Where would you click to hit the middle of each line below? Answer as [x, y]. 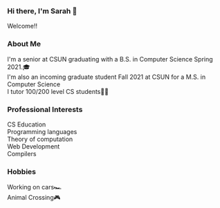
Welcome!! [22, 26]
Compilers [22, 153]
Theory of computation [40, 139]
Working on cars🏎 [35, 187]
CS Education [27, 124]
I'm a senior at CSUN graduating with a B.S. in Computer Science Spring [110, 59]
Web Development [34, 146]
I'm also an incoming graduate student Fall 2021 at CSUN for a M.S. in [107, 77]
